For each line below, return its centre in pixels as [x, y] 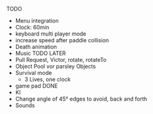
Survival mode [33, 73]
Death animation [36, 47]
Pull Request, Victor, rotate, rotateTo [61, 60]
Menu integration [37, 21]
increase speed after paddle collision [62, 40]
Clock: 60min [32, 27]
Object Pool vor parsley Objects [56, 66]
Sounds [25, 105]
